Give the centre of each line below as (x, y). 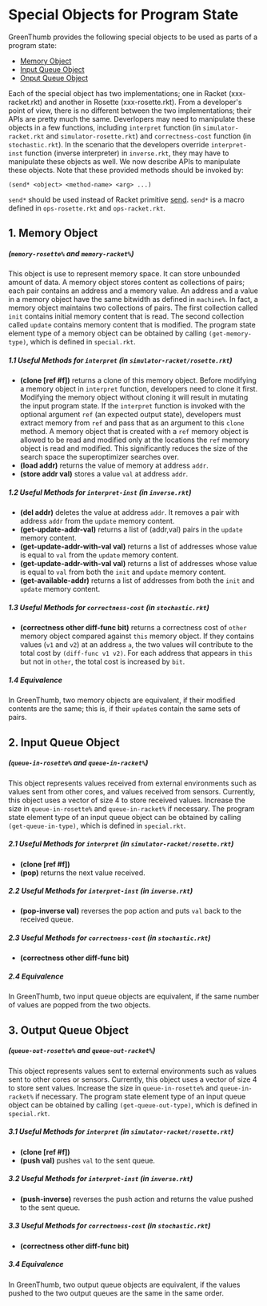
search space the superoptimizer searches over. (100, 457)
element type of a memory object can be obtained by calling (108, 333)
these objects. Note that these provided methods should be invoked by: (126, 170)
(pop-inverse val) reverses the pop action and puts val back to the (131, 911)
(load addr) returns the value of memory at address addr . (114, 465)
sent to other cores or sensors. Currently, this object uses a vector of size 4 (133, 1079)
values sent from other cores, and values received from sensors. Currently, (132, 791)
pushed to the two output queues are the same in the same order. (116, 1293)
